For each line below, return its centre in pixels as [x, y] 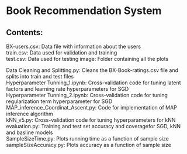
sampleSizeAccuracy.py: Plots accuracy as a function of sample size [89, 145]
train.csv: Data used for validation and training [62, 53]
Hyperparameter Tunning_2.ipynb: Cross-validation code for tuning [87, 95]
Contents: [25, 32]
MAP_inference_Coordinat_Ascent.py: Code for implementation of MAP [91, 107]
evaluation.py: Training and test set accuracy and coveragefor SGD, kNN [93, 126]
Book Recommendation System [84, 11]
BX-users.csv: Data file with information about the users [74, 46]
